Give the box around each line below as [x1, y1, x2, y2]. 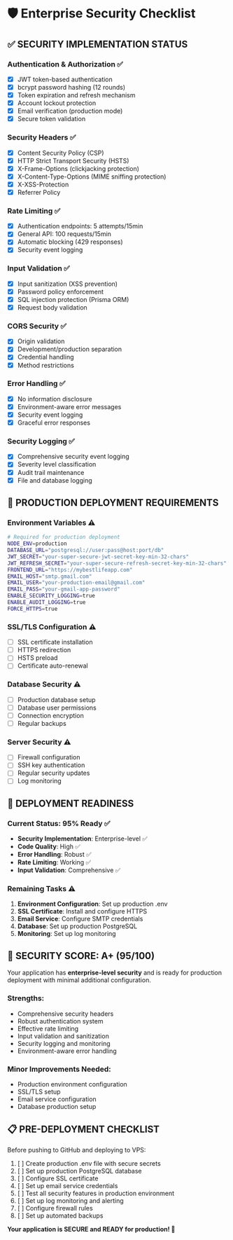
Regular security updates [17, 769, 90, 778]
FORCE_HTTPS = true [7, 605, 58, 612]
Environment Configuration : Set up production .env [17, 900, 168, 908]
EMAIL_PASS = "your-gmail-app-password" [7, 586, 120, 593]
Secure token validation [17, 115, 86, 123]
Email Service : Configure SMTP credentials [17, 915, 143, 923]
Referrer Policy [17, 188, 61, 196]
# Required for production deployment [7, 534, 120, 541]
